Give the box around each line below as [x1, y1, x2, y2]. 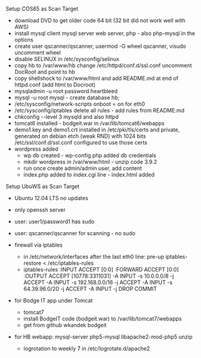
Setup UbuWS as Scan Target [5, 183, 80, 190]
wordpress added [14, 145, 59, 152]
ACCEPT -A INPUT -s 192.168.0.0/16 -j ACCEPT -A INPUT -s [23, 279, 173, 286]
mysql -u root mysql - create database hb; [14, 94, 120, 101]
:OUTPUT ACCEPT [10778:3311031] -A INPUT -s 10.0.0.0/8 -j [23, 272, 174, 279]
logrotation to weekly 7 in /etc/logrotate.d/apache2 [23, 345, 150, 352]
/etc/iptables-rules [47, 259, 94, 267]
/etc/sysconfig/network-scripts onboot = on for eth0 [14, 100, 145, 108]
